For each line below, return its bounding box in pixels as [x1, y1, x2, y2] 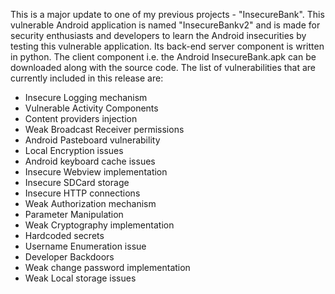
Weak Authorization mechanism [24, 198, 157, 209]
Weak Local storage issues [24, 272, 137, 284]
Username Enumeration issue [24, 240, 147, 252]
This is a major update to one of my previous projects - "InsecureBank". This [10, 9, 325, 20]
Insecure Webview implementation [24, 166, 168, 178]
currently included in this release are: [10, 72, 164, 84]
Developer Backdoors [24, 251, 115, 263]
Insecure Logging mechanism [24, 92, 148, 103]
